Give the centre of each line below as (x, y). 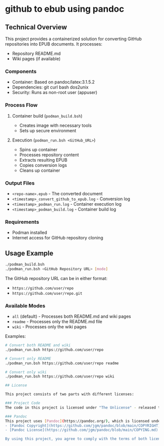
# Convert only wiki (26, 372)
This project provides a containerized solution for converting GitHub (73, 39)
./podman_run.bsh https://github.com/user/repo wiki (60, 376)
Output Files (20, 183)
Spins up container (38, 149)
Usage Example (29, 253)
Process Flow (21, 105)
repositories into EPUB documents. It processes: (54, 44)
